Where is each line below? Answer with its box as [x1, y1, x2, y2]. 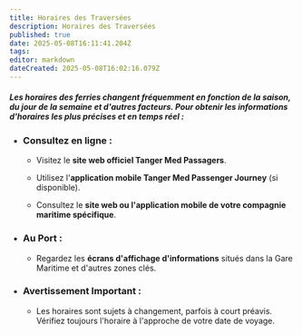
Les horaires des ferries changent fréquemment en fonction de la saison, [9, 92, 292, 103]
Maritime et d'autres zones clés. [35, 262, 157, 273]
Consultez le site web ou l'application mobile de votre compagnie [35, 200, 287, 211]
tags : [9, 47, 30, 56]
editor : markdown [9, 55, 75, 64]
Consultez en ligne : [22, 133, 112, 146]
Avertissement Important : [22, 285, 142, 298]
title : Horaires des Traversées [9, 13, 132, 23]
